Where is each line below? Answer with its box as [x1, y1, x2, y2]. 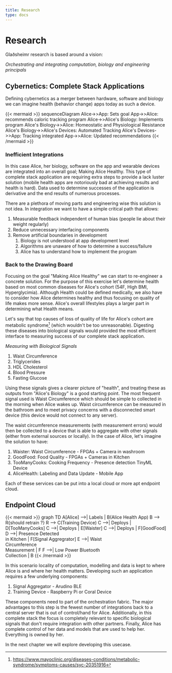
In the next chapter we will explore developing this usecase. [5, 642, 132, 648]
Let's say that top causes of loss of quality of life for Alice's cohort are [5, 315, 154, 322]
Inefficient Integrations [5, 151, 64, 158]
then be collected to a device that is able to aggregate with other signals [5, 428, 158, 434]
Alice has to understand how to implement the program [20, 248, 137, 255]
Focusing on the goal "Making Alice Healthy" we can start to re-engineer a [5, 273, 163, 279]
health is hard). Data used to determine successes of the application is [5, 185, 155, 191]
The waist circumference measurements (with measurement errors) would [5, 422, 162, 428]
